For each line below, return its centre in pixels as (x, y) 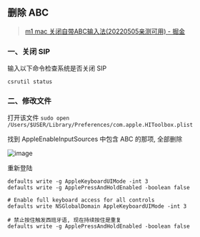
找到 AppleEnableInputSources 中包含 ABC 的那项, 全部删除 (95, 139)
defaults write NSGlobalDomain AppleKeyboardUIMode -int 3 (97, 206)
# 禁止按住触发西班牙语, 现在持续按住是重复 (64, 220)
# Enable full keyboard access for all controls (81, 200)
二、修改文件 (30, 101)
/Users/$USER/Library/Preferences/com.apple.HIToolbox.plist (100, 125)
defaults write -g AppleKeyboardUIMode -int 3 (78, 181)
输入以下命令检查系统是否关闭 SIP (57, 68)
